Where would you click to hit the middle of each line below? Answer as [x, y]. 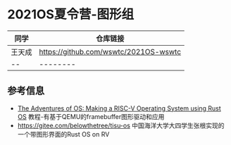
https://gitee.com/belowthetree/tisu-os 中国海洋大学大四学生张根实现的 [121, 125]
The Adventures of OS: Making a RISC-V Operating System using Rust [119, 108]
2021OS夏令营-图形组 [71, 14]
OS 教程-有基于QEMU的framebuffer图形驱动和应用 [91, 116]
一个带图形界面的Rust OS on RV [63, 134]
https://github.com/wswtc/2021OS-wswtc [110, 51]
